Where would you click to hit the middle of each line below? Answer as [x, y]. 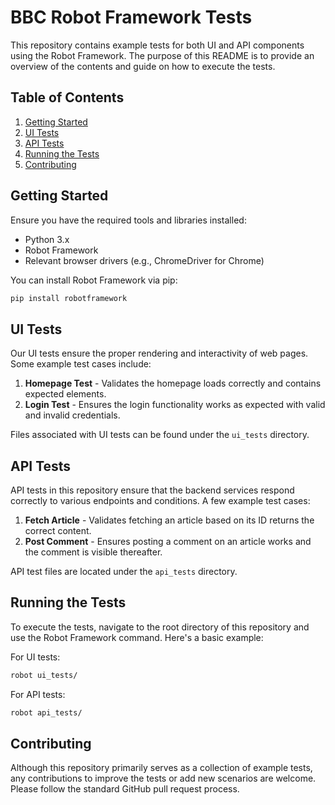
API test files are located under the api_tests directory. [124, 572]
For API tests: [38, 694]
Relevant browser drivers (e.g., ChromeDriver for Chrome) [144, 260]
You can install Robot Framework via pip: [94, 280]
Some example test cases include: [81, 364]
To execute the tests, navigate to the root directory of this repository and [160, 627]
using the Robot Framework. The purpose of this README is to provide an [162, 55]
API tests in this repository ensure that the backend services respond [152, 490]
